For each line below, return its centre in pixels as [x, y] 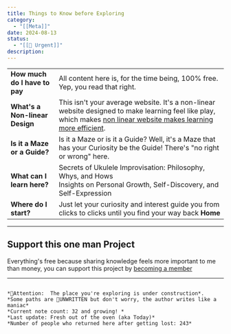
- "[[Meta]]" [32, 26]
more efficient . [82, 128]
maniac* [18, 305]
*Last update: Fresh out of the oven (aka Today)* [81, 317]
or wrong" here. [84, 156]
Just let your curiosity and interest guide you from [139, 204]
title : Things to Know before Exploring [66, 13]
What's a [26, 106]
